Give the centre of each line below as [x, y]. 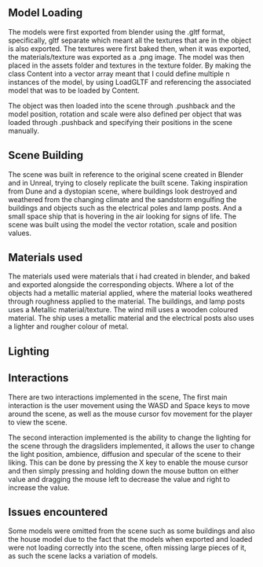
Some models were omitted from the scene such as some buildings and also [131, 531]
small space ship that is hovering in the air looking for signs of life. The [122, 216]
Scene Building [46, 155]
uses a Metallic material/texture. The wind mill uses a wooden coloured [123, 310]
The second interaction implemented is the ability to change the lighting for [130, 437]
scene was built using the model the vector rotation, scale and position [122, 224]
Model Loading [46, 13]
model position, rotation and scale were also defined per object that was [125, 114]
